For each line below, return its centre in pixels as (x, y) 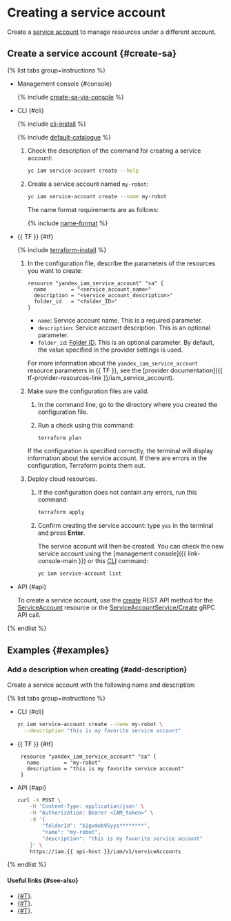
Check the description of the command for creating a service (114, 151)
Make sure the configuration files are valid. (88, 391)
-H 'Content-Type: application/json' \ (87, 806)
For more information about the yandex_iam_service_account (113, 363)
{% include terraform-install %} (62, 249)
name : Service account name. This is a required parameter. (120, 320)
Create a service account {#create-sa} (92, 54)
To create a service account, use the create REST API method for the (115, 600)
